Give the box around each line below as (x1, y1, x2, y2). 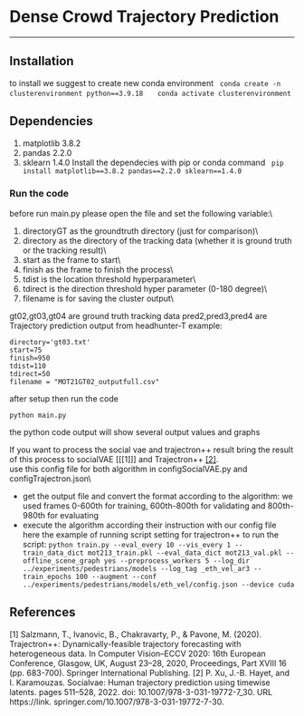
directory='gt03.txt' (9, 337, 91, 346)
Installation (9, 53, 74, 69)
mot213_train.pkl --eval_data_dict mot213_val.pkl (87, 548, 282, 557)
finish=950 (9, 353, 51, 363)
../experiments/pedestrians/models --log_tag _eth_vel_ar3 (22, 564, 251, 573)
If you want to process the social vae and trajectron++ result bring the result (9, 444, 294, 455)
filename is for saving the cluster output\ (22, 293, 175, 304)
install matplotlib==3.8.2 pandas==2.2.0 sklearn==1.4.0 (22, 166, 242, 176)
